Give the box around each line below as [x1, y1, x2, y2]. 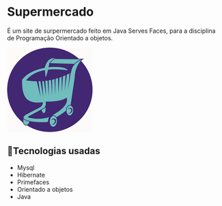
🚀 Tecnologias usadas [7, 145, 100, 157]
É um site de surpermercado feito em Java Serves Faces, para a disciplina [7, 27, 216, 35]
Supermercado [7, 4, 94, 20]
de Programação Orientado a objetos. [7, 33, 113, 42]
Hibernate [16, 171, 46, 179]
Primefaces [16, 178, 50, 186]
